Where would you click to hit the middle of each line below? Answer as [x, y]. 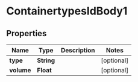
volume [20, 70]
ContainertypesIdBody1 [67, 11]
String [46, 60]
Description [78, 50]
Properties [27, 33]
